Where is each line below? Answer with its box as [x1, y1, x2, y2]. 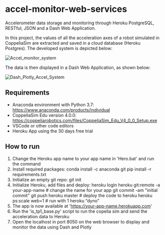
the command [12, 161, 41, 167]
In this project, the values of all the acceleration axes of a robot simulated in [5, 35, 160, 41]
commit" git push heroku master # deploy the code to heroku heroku [12, 192, 153, 198]
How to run [5, 142, 40, 151]
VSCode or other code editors [12, 122, 74, 128]
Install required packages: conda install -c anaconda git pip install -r [12, 166, 152, 172]
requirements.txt [12, 171, 47, 177]
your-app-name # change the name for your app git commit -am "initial [12, 187, 158, 193]
